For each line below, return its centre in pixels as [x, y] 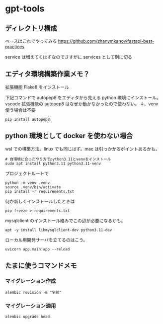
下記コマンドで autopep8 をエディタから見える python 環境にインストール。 [83, 97]
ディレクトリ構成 [31, 28]
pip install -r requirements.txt [40, 191]
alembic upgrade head [28, 317]
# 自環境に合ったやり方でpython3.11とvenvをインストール [58, 159]
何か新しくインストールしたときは [40, 201]
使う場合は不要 [20, 110]
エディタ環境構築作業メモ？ [47, 74]
